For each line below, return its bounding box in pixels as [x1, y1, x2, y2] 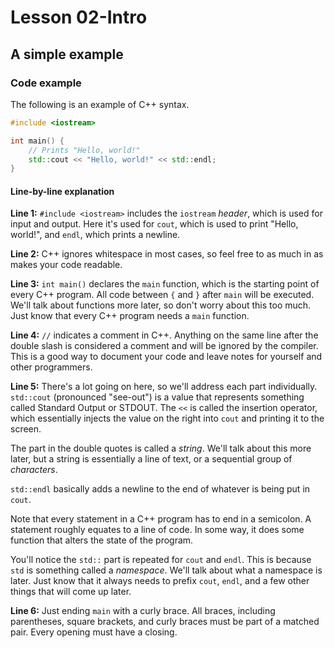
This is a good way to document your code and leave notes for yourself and [10, 351, 323, 363]
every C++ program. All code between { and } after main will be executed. [10, 289, 315, 301]
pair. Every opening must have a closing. [10, 626, 178, 638]
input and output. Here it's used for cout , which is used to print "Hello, [10, 218, 299, 230]
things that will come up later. [10, 586, 132, 598]
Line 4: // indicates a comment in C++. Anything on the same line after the [10, 329, 319, 341]
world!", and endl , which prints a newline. [10, 229, 181, 241]
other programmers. [10, 361, 93, 373]
